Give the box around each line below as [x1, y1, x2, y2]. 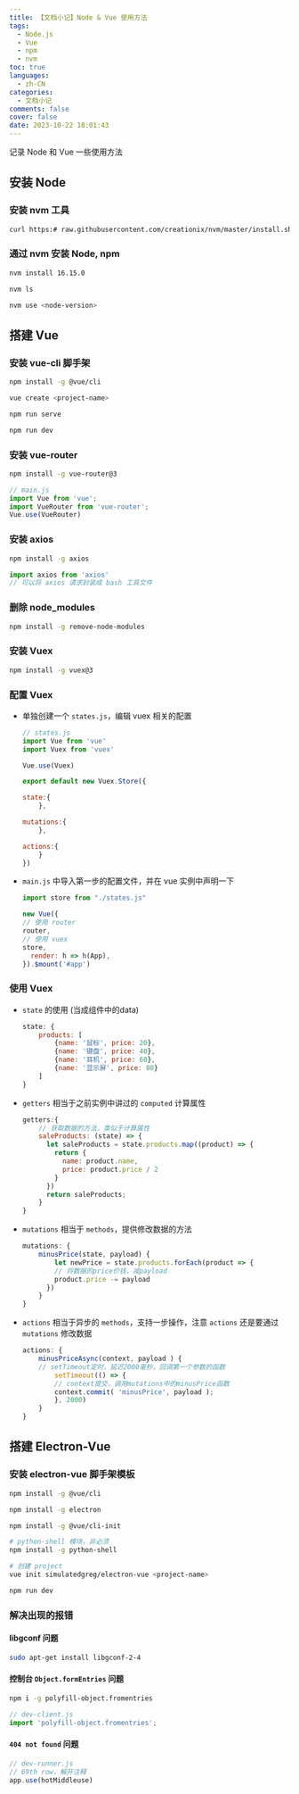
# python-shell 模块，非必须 [9, 1537, 109, 1547]
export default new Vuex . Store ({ [21, 777, 147, 786]
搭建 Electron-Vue [9, 1439, 111, 1455]
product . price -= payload [54, 1275, 150, 1283]
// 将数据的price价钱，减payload [54, 1267, 167, 1275]
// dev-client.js [9, 1710, 74, 1719]
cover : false [9, 112, 58, 121]
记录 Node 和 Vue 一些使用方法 [9, 146, 123, 157]
